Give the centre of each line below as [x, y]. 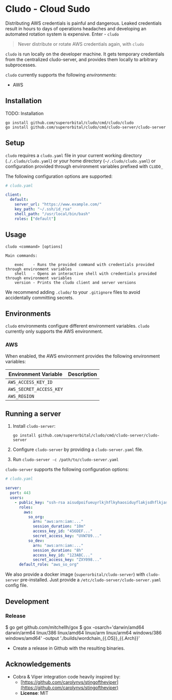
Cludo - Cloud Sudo [48, 9]
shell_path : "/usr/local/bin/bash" [52, 214]
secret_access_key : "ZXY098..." [67, 560]
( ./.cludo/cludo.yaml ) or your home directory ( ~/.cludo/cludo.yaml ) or [81, 161]
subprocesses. [21, 65]
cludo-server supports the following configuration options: [67, 469]
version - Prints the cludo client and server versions [76, 282]
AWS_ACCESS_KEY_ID [30, 382]
